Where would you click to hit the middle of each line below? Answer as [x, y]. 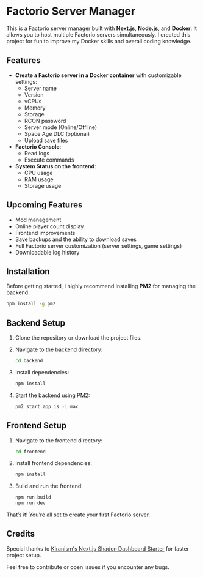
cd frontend [30, 452]
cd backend [29, 361]
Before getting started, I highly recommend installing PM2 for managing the [101, 286]
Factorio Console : [38, 147]
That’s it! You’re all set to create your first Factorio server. [78, 515]
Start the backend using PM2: [52, 395]
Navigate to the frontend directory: [59, 440]
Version [34, 95]
